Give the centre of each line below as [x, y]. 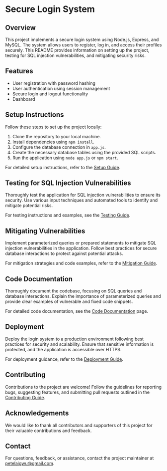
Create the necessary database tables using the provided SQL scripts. [84, 152]
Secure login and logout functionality [50, 94]
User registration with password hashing [54, 83]
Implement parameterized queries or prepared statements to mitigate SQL [81, 243]
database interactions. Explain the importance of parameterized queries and [83, 296]
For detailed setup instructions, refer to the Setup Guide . [63, 167]
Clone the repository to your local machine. [56, 136]
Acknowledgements [37, 413]
